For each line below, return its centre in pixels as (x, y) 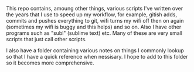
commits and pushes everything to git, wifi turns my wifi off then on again (95, 21)
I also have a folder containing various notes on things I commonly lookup (95, 51)
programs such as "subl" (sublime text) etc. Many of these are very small (94, 33)
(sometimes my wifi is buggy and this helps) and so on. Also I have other (94, 27)
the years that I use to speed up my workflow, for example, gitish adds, (92, 15)
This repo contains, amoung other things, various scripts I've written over (95, 8)
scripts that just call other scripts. (46, 39)
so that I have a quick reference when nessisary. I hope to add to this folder (97, 57)
